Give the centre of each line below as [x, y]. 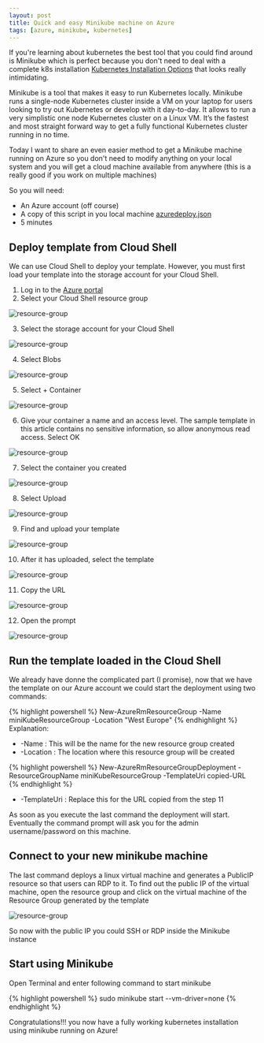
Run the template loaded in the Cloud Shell [115, 660]
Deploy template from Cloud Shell [93, 247]
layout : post [30, 15]
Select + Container [51, 390]
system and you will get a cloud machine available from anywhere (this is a [130, 167]
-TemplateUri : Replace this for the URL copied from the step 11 [122, 799]
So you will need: [37, 191]
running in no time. [39, 135]
